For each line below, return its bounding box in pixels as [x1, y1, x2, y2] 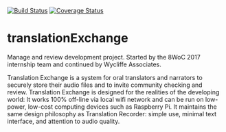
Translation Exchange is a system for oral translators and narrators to [7, 73, 203, 81]
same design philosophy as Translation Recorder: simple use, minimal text [7, 109, 217, 118]
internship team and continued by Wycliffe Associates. [7, 60, 161, 68]
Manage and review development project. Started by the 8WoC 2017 [7, 53, 201, 61]
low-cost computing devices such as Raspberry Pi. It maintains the [27, 103, 218, 111]
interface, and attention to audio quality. [7, 117, 120, 125]
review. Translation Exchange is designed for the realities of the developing [7, 88, 220, 96]
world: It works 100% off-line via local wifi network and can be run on [7, 95, 204, 103]
